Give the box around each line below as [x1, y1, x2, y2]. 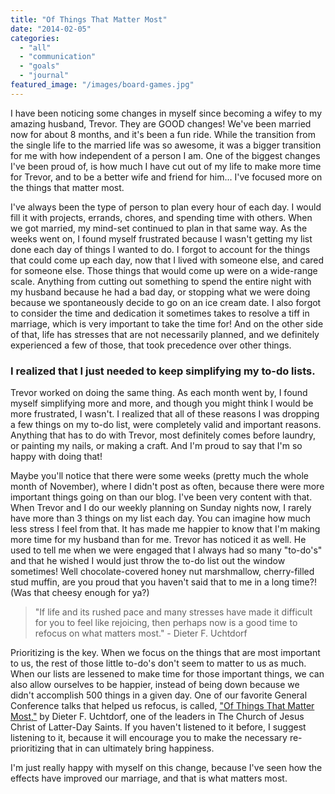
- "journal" [19, 71, 70, 81]
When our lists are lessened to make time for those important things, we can [10, 668, 325, 680]
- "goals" [19, 61, 60, 71]
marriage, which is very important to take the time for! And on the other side [10, 317, 324, 330]
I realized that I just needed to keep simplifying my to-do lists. [10, 364, 316, 378]
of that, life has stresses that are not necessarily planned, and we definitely [10, 328, 320, 340]
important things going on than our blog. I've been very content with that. [10, 491, 313, 503]
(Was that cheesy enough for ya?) [10, 587, 150, 599]
